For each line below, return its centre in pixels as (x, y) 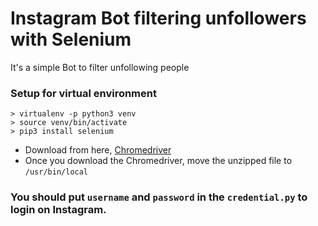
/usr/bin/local (56, 172)
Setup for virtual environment (83, 93)
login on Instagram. (58, 210)
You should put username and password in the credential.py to (159, 197)
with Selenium (71, 39)
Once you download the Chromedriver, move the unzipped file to (158, 161)
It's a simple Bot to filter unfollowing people (100, 67)
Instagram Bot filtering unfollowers (158, 18)
